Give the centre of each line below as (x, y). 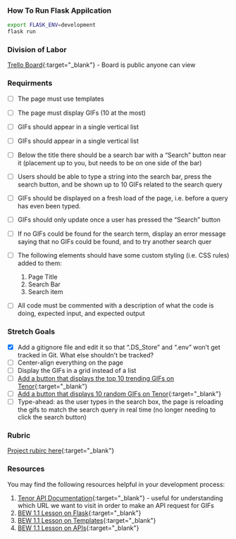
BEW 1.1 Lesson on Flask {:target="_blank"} (79, 513)
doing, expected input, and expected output (81, 313)
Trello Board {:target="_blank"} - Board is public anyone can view (101, 65)
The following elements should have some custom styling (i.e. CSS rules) (123, 255)
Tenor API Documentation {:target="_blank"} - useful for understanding (120, 497)
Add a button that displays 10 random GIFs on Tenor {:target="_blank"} (119, 393)
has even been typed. (49, 206)
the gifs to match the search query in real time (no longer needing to (117, 410)
